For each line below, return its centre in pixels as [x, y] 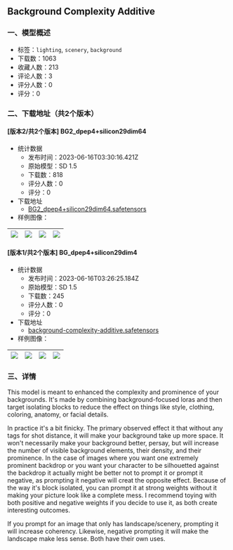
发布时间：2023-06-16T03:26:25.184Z [83, 279]
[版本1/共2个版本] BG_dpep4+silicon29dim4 [72, 253]
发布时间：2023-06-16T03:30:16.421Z [83, 157]
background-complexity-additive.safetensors [93, 330]
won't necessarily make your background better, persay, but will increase [113, 443]
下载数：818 [45, 174]
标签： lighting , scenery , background [69, 49]
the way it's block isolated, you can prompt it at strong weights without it [112, 488]
